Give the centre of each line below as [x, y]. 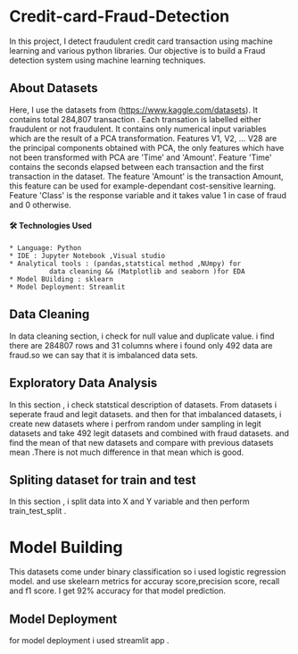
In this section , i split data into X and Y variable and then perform [129, 501]
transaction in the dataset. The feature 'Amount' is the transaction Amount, [146, 176]
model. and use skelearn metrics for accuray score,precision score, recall [145, 582]
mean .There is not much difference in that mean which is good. [127, 452]
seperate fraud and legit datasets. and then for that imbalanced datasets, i [145, 414]
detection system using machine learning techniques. [108, 60]
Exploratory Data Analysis [83, 383]
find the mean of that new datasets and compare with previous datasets [141, 442]
